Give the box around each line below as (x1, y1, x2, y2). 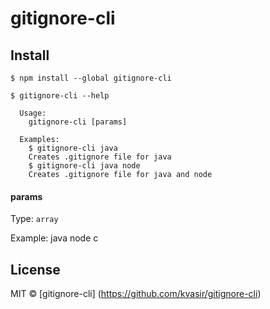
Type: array (10, 213, 59, 225)
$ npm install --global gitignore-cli (10, 73, 172, 83)
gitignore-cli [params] (28, 117, 128, 127)
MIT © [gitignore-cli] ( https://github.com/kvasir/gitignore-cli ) (10, 288, 262, 300)
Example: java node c (10, 232, 99, 244)
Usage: (19, 108, 47, 118)
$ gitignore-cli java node (28, 161, 141, 171)
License (10, 261, 61, 278)
